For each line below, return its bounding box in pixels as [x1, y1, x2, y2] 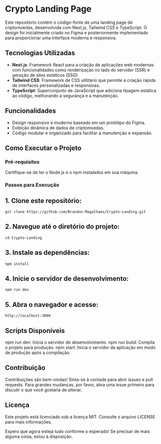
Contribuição [5, 364, 46, 372]
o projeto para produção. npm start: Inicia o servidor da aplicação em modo [5, 345, 156, 350]
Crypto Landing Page [5, 3, 92, 15]
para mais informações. [5, 419, 52, 425]
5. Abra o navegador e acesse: [5, 301, 99, 309]
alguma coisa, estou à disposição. [5, 433, 73, 439]
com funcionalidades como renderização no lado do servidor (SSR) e [12, 67, 150, 73]
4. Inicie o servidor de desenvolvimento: [5, 275, 129, 283]
